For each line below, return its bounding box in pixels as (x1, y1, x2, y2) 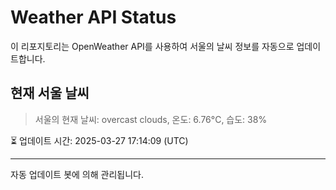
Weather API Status (10, 6, 177, 29)
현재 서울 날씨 (10, 85, 90, 102)
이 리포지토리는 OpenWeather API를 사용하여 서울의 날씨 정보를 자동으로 (10, 40, 295, 52)
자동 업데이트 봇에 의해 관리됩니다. (10, 168, 144, 180)
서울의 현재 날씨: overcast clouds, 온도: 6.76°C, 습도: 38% (34, 113, 268, 125)
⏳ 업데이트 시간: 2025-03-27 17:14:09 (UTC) (10, 134, 189, 146)
